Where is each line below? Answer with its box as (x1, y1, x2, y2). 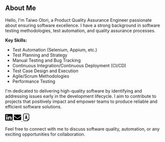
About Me (5, 4, 36, 12)
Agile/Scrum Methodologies (12, 73, 70, 79)
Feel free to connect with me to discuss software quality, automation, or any (5, 126, 160, 132)
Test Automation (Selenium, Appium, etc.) (12, 47, 97, 52)
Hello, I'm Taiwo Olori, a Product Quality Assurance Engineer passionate (5, 17, 152, 23)
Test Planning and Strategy (12, 52, 68, 58)
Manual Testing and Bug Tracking (12, 57, 81, 63)
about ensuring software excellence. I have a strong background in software (5, 22, 161, 28)
